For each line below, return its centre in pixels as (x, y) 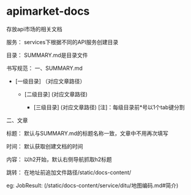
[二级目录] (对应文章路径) (56, 94)
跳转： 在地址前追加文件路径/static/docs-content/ (69, 172)
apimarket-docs (48, 11)
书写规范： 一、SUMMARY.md (44, 68)
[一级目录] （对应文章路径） (50, 81)
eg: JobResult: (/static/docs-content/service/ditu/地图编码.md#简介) (92, 185)
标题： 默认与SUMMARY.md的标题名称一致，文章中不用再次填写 (87, 133)
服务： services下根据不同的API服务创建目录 (62, 42)
